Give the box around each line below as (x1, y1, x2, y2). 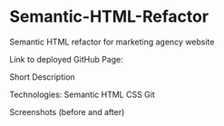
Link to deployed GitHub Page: (9, 53, 124, 64)
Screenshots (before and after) (9, 106, 125, 117)
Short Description (9, 71, 75, 82)
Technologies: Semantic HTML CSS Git (9, 89, 156, 100)
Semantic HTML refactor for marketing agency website (9, 36, 215, 47)
